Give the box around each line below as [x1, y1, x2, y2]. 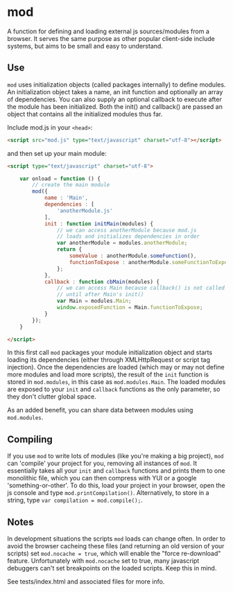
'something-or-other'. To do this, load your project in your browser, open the [7, 481, 225, 489]
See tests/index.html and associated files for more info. [7, 577, 165, 586]
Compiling [7, 433, 53, 445]
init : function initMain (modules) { [44, 220, 154, 227]
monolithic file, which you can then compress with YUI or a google [7, 474, 197, 482]
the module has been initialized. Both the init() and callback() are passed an [7, 102, 223, 111]
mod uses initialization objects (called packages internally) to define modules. [7, 80, 226, 89]
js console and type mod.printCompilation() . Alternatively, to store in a [7, 489, 209, 497]
